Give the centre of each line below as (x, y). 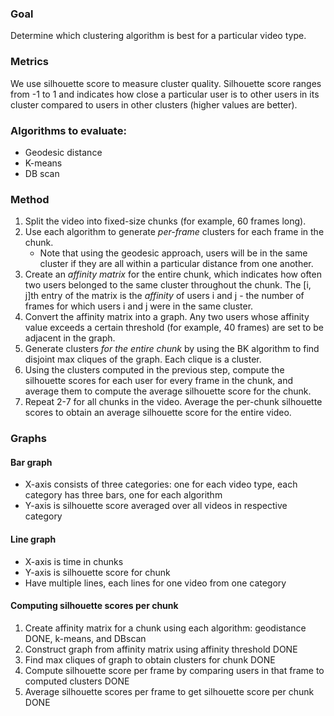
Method (30, 199)
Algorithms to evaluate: (68, 130)
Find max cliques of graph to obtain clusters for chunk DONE (150, 659)
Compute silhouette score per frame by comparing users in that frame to (174, 670)
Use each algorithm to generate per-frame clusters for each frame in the (174, 232)
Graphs (28, 439)
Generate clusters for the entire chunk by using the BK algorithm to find (172, 349)
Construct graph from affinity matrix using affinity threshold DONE (161, 649)
